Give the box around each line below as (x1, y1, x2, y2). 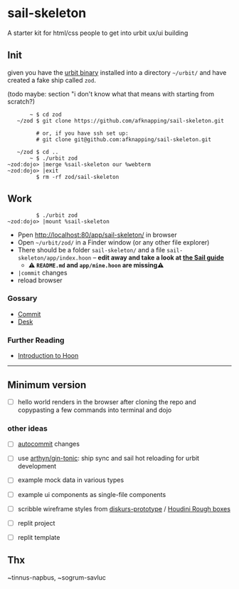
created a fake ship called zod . (7, 76, 96, 84)
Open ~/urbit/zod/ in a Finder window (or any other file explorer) (17, 237, 210, 247)
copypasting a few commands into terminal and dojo (17, 406, 172, 414)
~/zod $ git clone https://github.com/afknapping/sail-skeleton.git (16, 117, 224, 124)
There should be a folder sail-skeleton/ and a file (17, 245, 166, 254)
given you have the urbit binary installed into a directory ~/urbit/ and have (7, 68, 227, 76)
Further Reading (7, 335, 65, 345)
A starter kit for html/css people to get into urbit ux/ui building (7, 29, 188, 37)
